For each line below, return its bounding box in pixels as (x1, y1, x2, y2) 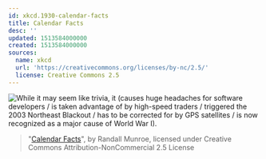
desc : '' (8, 26, 38, 34)
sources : (8, 49, 38, 57)
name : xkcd (15, 57, 52, 65)
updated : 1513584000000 (8, 34, 88, 42)
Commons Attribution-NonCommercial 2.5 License (27, 142, 195, 152)
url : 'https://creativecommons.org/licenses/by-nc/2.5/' (15, 64, 209, 72)
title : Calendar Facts (8, 19, 84, 27)
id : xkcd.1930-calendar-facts (8, 11, 109, 20)
